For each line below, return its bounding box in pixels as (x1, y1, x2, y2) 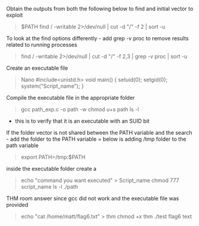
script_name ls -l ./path (20, 183, 79, 190)
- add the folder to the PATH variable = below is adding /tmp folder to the (6, 135, 187, 142)
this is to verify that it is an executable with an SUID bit (14, 117, 150, 124)
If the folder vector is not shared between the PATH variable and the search (6, 129, 193, 136)
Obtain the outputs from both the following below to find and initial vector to (6, 5, 194, 12)
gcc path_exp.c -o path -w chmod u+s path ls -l (20, 106, 139, 113)
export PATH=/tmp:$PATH (20, 153, 86, 160)
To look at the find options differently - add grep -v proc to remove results (6, 35, 189, 41)
